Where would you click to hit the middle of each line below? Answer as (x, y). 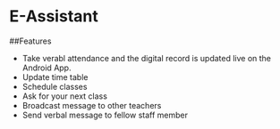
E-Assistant (54, 16)
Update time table (55, 77)
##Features (30, 41)
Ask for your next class (64, 96)
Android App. (47, 68)
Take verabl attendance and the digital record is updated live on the (146, 58)
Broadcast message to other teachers (92, 105)
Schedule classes (55, 86)
